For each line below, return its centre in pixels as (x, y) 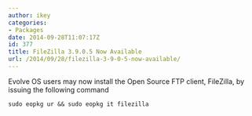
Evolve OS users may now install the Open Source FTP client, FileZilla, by (126, 81)
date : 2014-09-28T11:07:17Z (54, 37)
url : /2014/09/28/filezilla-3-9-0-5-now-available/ (94, 60)
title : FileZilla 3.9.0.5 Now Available (75, 52)
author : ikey (29, 15)
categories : (27, 23)
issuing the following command (58, 89)
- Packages (26, 30)
